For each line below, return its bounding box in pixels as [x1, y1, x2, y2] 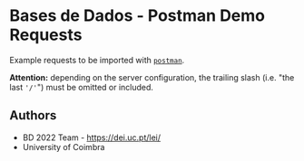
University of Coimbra [22, 141, 105, 152]
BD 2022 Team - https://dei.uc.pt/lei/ [22, 132, 162, 143]
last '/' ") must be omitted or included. [9, 81, 154, 92]
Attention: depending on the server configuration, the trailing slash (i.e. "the [9, 71, 295, 82]
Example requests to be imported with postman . [9, 54, 185, 65]
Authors [9, 108, 57, 123]
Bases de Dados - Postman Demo [9, 5, 266, 26]
